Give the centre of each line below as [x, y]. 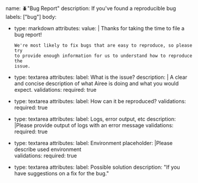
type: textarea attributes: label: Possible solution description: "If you [97, 167]
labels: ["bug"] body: [31, 17]
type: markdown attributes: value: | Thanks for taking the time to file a [99, 28]
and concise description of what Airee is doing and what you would [96, 84]
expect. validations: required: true [55, 90]
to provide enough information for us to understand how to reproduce [103, 56]
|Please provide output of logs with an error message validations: [94, 125]
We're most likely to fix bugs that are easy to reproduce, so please [103, 46]
